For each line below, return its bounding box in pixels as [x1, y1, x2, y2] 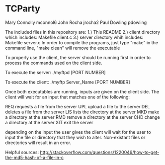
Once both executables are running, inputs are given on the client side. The [5, 88, 160, 94]
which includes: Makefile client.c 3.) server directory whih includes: [5, 34, 144, 40]
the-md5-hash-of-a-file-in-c [5, 155, 64, 161]
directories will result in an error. [5, 140, 72, 146]
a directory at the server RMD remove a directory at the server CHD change [5, 114, 160, 120]
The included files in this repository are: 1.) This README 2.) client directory [5, 29, 161, 35]
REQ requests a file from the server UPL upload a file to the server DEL [5, 103, 150, 109]
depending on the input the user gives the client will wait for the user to [5, 129, 151, 135]
